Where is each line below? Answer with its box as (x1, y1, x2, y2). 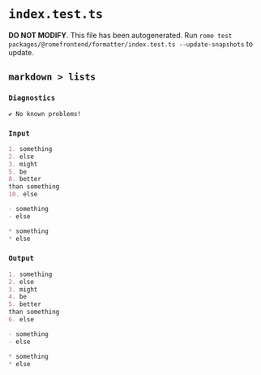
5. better (8, 300, 42, 308)
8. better (8, 175, 42, 183)
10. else (8, 190, 38, 199)
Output (8, 254, 35, 263)
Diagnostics (8, 93, 56, 103)
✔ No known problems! (8, 110, 82, 118)
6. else (8, 316, 35, 324)
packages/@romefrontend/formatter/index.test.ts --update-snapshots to (8, 39, 254, 49)
